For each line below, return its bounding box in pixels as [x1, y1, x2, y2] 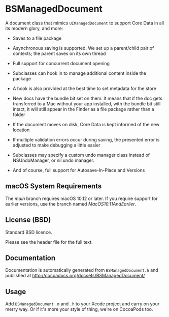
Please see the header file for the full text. [5, 239, 93, 245]
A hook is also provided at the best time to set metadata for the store [12, 85, 156, 92]
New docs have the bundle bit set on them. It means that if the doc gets [12, 95, 162, 101]
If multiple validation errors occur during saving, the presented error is [12, 136, 160, 142]
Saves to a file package [12, 35, 62, 41]
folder [12, 111, 25, 118]
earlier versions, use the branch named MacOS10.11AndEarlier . [5, 200, 137, 207]
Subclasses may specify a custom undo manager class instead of [12, 152, 150, 158]
